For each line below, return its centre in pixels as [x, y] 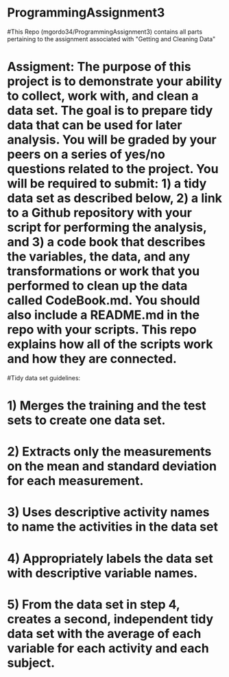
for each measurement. [75, 481]
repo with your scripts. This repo [102, 330]
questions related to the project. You [113, 169]
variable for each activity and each [108, 648]
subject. [31, 663]
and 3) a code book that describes [106, 242]
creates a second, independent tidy [110, 619]
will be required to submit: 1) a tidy [107, 184]
